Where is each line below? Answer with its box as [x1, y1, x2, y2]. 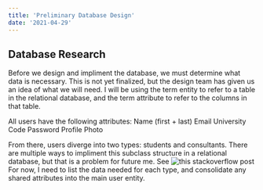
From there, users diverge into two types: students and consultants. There [8, 140, 248, 149]
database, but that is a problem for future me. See [8, 157, 170, 167]
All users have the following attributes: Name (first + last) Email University [8, 117, 247, 126]
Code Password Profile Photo [8, 125, 104, 134]
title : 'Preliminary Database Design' [8, 11, 135, 20]
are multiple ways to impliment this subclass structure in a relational [8, 149, 228, 158]
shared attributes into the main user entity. [8, 174, 145, 183]
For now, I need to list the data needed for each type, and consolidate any [8, 165, 247, 174]
